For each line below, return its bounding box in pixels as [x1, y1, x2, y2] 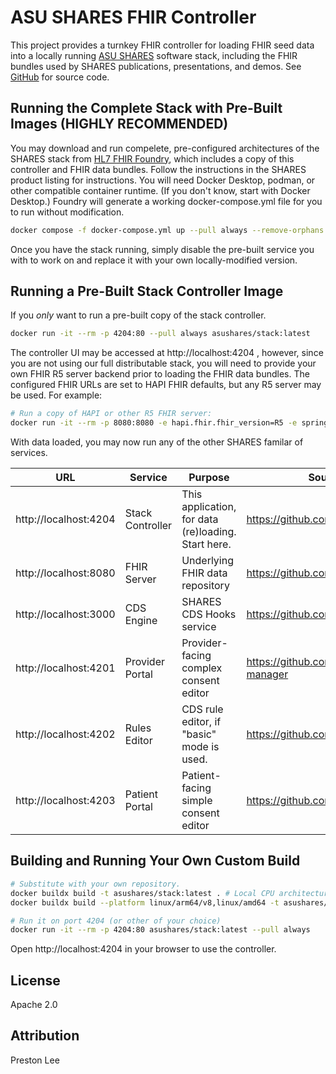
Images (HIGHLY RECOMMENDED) [10, 116, 229, 133]
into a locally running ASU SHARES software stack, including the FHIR [10, 49, 298, 61]
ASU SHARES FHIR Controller [10, 6, 257, 29]
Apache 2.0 [10, 999, 58, 1011]
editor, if [181, 715, 222, 729]
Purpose [188, 471, 230, 485]
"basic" [181, 727, 217, 741]
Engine [124, 614, 158, 628]
